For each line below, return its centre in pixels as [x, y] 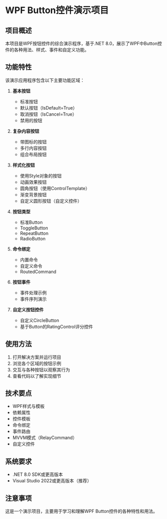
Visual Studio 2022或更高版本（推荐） [52, 481]
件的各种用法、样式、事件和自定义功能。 [47, 50]
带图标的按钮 [33, 142]
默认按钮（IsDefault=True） [49, 108]
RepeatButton [34, 233]
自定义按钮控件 [28, 309]
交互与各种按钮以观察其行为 [41, 370]
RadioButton [33, 238]
